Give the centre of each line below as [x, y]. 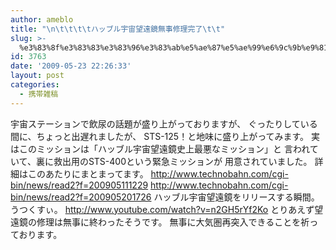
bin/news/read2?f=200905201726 [81, 197]
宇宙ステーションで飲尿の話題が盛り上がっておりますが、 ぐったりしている [164, 123]
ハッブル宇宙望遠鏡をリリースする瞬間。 [236, 197]
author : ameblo [42, 19]
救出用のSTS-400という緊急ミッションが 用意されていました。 [183, 161]
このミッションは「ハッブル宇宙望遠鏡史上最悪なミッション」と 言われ [164, 148]
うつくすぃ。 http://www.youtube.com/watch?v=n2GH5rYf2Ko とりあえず [162, 209]
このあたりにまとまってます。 [88, 173]
